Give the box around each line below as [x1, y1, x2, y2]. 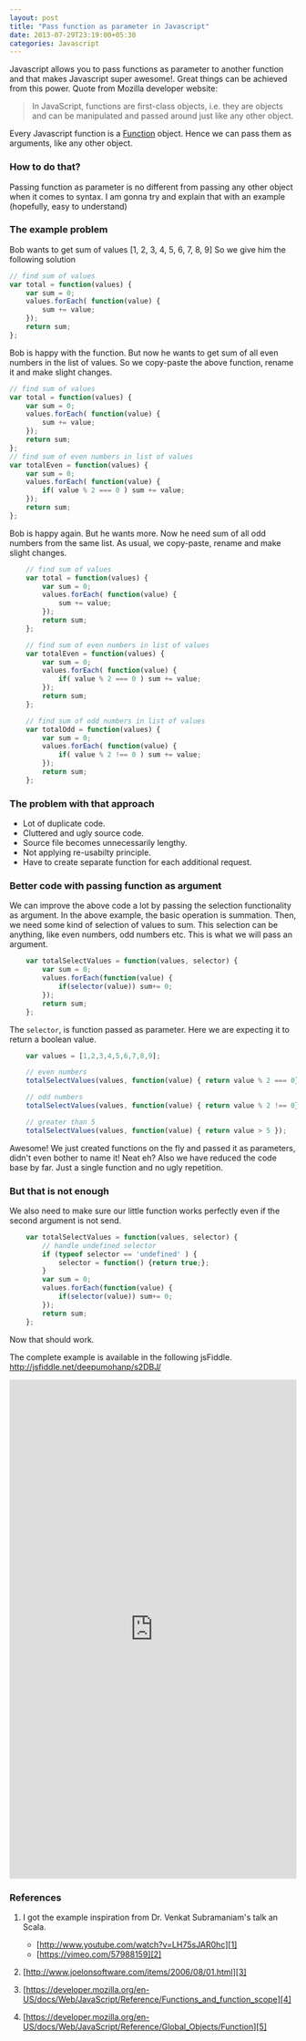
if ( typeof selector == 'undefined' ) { [42, 1250, 198, 1259]
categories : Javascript [9, 38, 100, 48]
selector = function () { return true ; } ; [57, 1258, 209, 1267]
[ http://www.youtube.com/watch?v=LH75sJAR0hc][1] [36, 1939, 238, 1950]
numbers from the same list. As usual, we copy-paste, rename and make [9, 537, 281, 548]
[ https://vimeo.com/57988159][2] [36, 1948, 162, 1960]
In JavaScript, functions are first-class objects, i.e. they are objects [31, 101, 284, 112]
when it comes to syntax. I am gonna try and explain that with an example [9, 191, 285, 201]
